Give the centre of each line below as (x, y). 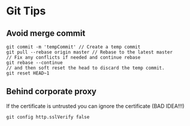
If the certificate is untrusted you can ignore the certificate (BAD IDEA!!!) (95, 106)
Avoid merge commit (46, 33)
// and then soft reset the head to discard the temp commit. (85, 68)
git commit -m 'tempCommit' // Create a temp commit (73, 47)
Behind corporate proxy (52, 91)
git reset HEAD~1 (28, 73)
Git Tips (26, 11)
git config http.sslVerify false (48, 117)
